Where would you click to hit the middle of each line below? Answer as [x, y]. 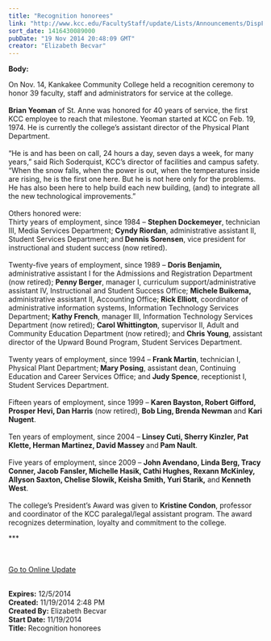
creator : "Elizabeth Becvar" [57, 46]
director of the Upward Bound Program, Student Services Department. [125, 342]
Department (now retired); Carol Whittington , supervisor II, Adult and [124, 325]
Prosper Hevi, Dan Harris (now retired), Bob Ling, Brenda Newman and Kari [135, 411]
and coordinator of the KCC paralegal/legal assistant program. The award [130, 514]
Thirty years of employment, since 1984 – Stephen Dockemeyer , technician [134, 222]
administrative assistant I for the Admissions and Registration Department [130, 274]
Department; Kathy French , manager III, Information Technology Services [131, 317]
